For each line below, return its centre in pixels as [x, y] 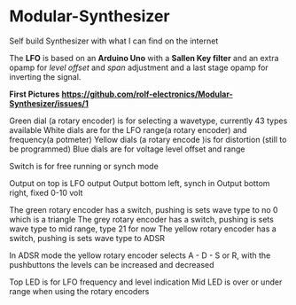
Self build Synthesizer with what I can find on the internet [114, 41]
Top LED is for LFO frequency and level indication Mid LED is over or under [146, 282]
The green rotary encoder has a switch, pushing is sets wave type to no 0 [144, 209]
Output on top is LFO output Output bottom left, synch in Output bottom [140, 183]
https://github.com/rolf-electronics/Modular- [147, 94]
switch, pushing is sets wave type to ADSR [87, 238]
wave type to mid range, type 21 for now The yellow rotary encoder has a [143, 229]
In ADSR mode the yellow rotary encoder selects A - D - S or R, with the [140, 255]
